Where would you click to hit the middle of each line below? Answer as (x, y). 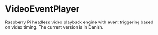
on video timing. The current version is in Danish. (54, 27)
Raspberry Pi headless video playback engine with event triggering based (79, 22)
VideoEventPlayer (42, 9)
